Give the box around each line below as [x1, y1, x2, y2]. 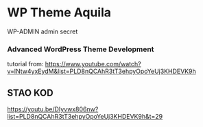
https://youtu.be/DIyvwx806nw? [7, 105, 99, 113]
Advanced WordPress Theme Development [7, 44, 154, 54]
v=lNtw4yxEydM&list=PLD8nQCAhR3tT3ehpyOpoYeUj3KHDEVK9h [7, 67, 197, 76]
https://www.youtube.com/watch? [45, 60, 142, 68]
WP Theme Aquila [7, 5, 112, 20]
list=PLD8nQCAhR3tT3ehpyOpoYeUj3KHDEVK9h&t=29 [7, 113, 163, 121]
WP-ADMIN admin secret [7, 27, 78, 36]
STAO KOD [7, 87, 53, 98]
